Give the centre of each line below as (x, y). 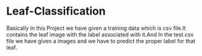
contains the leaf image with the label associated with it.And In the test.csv (100, 34)
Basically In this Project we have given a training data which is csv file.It (96, 28)
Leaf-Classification (56, 11)
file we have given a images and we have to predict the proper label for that (101, 41)
